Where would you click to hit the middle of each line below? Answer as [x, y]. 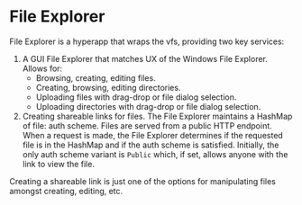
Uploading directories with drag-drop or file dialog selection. [148, 106]
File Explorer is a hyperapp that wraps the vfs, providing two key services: [147, 41]
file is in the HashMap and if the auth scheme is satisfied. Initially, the [151, 145]
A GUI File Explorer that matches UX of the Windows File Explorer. [145, 58]
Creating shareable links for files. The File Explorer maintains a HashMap [157, 116]
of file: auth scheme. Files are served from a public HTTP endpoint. [147, 125]
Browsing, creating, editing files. [96, 77]
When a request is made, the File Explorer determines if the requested [153, 135]
